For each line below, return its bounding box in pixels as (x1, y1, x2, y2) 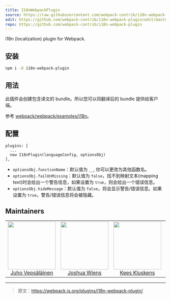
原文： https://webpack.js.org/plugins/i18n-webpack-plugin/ (17, 288, 144, 294)
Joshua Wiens (67, 269, 102, 277)
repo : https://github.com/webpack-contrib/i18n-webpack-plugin (5, 21, 142, 27)
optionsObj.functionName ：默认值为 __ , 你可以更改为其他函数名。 (12, 166, 150, 172)
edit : (5, 17, 17, 22)
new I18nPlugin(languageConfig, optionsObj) (10, 152, 106, 157)
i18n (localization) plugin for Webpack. (5, 36, 85, 42)
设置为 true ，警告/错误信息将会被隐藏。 (12, 192, 97, 198)
